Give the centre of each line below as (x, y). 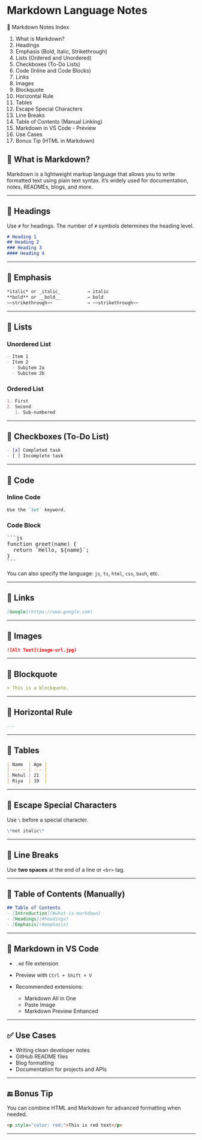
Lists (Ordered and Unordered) (53, 58)
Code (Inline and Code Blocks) (53, 70)
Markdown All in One (50, 998)
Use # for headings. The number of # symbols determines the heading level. (100, 226)
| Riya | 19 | (27, 781)
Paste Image (40, 1004)
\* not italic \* (26, 831)
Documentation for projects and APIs (61, 1069)
